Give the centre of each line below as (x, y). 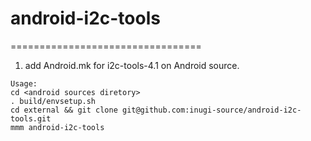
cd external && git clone (64, 110)
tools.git (31, 118)
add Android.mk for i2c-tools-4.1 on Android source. (132, 65)
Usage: (24, 83)
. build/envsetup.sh (53, 101)
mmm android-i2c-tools (57, 127)
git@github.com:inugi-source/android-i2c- (211, 110)
